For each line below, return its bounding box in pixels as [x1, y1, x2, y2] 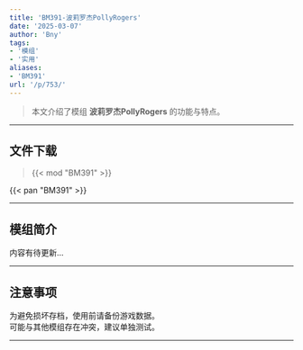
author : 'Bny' [9, 30, 63, 39]
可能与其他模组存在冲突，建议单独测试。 [9, 321, 160, 333]
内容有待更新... [9, 247, 65, 258]
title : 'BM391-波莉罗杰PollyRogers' [9, 13, 142, 22]
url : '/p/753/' [9, 80, 67, 89]
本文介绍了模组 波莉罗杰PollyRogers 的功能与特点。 [31, 105, 225, 117]
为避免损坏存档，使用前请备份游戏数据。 [9, 310, 160, 321]
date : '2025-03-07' [9, 22, 83, 31]
